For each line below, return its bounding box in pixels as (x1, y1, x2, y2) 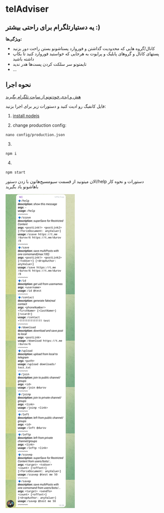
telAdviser (5, 3, 49, 15)
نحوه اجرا (5, 81, 31, 89)
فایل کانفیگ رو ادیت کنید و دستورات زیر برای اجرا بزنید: (5, 103, 106, 109)
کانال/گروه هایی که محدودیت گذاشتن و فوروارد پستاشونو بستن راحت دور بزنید (12, 46, 155, 51)
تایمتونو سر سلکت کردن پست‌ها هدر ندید (12, 61, 87, 67)
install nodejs (12, 113, 40, 118)
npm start (5, 170, 26, 175)
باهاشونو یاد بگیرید (5, 183, 39, 190)
